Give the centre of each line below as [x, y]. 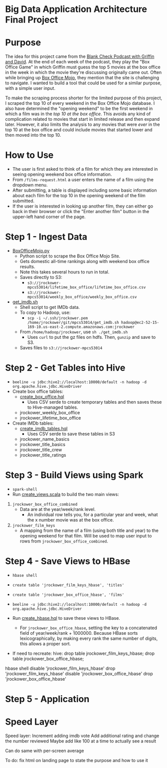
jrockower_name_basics [45, 439]
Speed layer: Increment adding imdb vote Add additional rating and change [82, 736]
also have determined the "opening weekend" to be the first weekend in [79, 109]
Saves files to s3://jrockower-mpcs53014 [61, 348]
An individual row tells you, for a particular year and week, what [92, 514]
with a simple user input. [30, 88]
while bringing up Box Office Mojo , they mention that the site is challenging [82, 78]
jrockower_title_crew [41, 450]
